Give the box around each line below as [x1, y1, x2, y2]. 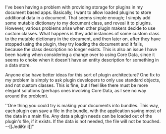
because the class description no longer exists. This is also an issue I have [5, 47, 157, 52]
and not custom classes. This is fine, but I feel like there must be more [5, 82, 148, 88]
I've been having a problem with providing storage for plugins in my [5, 4, 143, 10]
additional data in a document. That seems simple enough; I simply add [5, 15, 151, 20]
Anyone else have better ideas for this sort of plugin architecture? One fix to [5, 72, 160, 77]
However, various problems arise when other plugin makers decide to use [5, 25, 156, 31]
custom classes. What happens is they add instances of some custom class [5, 31, 160, 36]
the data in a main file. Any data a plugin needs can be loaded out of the [5, 113, 152, 119]
